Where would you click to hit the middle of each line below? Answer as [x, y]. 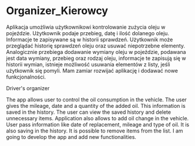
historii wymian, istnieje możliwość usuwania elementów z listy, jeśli [88, 64]
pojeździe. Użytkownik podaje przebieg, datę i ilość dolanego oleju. [88, 33]
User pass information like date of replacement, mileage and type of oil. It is [98, 124]
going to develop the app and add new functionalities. [71, 137]
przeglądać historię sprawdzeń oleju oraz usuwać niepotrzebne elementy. [96, 46]
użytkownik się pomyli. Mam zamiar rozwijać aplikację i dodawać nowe [92, 70]
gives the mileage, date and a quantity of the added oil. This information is [96, 106]
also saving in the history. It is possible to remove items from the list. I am [95, 131]
